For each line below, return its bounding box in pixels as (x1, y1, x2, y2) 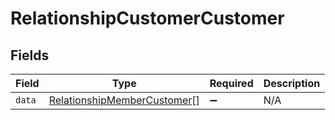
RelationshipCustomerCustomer (10, 7, 285, 30)
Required (209, 77, 254, 90)
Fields (10, 47, 50, 64)
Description (263, 77, 321, 90)
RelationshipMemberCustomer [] (48, 93, 200, 107)
